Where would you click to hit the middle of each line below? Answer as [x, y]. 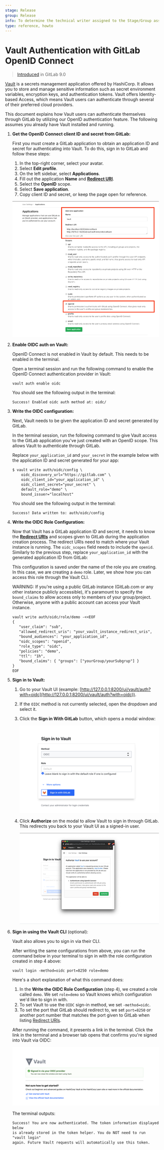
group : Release [20, 15]
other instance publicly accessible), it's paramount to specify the [77, 592]
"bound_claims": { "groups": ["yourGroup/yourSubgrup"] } [79, 661]
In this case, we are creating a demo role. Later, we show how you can [82, 572]
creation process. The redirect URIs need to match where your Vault [81, 542]
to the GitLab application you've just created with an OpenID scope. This [85, 441]
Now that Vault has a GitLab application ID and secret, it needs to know [83, 532]
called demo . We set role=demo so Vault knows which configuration [86, 994]
